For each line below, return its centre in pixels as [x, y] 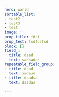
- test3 [12, 23]
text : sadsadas [24, 60]
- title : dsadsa [21, 78]
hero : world [17, 10]
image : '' [15, 32]
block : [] [15, 46]
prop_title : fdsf [22, 37]
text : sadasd [22, 73]
